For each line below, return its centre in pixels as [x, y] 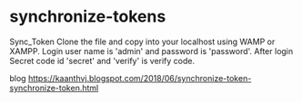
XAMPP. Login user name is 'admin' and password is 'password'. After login [151, 51]
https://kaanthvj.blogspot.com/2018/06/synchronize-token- [140, 78]
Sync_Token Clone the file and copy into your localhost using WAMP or [142, 42]
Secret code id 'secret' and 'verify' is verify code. [102, 60]
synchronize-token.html [54, 88]
